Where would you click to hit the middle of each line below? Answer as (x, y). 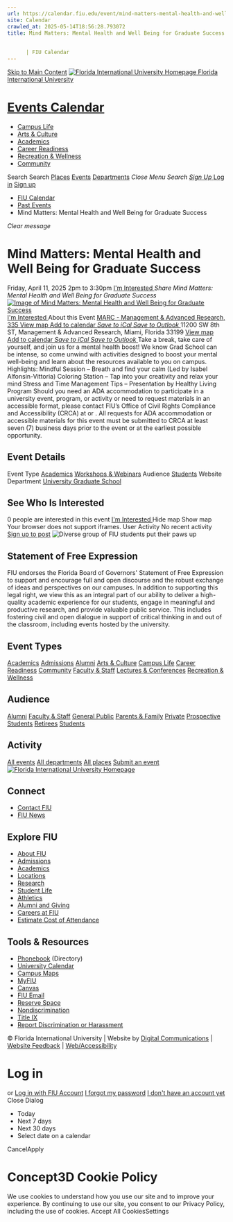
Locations (32, 876)
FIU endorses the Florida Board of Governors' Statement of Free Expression (115, 573)
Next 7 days (34, 1121)
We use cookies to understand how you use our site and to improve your (111, 1196)
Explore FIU (32, 837)
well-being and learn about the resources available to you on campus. (107, 361)
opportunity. (25, 435)
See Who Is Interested (56, 502)
